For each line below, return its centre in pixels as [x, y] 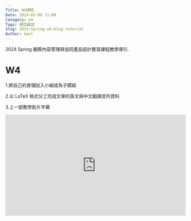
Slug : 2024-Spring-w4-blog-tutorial [45, 29]
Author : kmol [19, 34]
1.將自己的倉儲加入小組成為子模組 [41, 85]
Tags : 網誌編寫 [20, 24]
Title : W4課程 [20, 10]
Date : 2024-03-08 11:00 [31, 15]
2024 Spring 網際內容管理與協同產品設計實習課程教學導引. [67, 49]
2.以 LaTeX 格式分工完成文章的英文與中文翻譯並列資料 [63, 96]
